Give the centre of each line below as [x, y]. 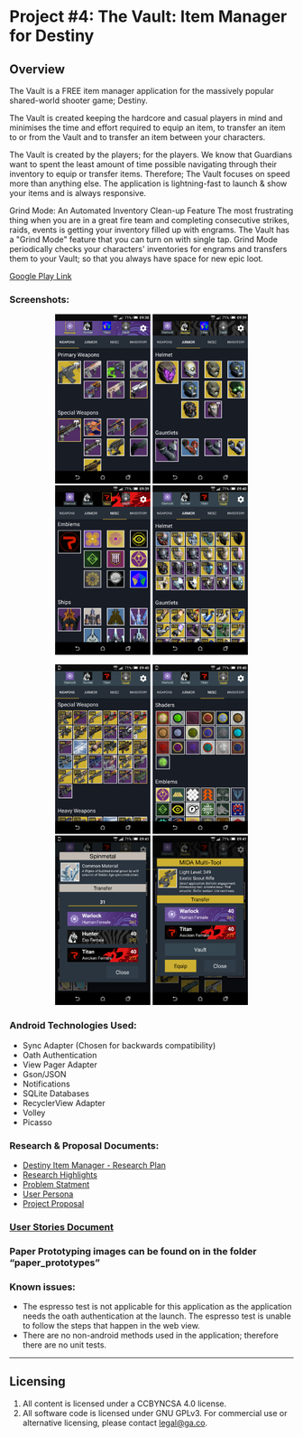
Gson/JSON [44, 1074]
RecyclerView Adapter [64, 1103]
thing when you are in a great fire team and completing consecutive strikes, [150, 220]
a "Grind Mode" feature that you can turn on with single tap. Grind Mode [143, 239]
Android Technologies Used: [73, 1026]
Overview [37, 69]
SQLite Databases [56, 1093]
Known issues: [43, 1287]
